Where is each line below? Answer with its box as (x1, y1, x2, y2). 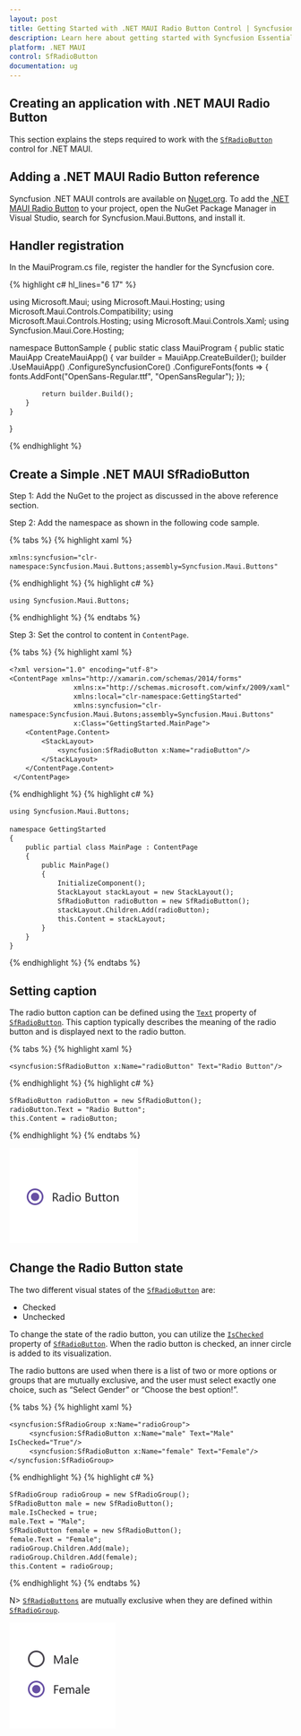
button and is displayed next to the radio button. (9, 1027, 186, 1037)
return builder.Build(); (41, 390, 134, 399)
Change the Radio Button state (9, 1261, 184, 1276)
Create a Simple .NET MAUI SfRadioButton (9, 466, 251, 482)
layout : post (9, 14, 58, 23)
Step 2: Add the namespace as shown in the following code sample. (9, 517, 260, 528)
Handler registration (9, 239, 125, 254)
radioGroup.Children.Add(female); (9, 1552, 139, 1562)
